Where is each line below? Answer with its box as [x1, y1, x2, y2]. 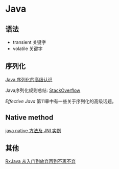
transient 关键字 [12, 39, 46, 45]
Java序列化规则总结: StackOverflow [5, 87, 81, 93]
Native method [5, 113, 54, 122]
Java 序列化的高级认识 [5, 76, 53, 82]
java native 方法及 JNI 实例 [5, 127, 61, 133]
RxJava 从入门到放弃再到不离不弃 [5, 158, 76, 164]
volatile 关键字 [12, 45, 43, 52]
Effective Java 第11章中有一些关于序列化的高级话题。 [5, 98, 116, 104]
